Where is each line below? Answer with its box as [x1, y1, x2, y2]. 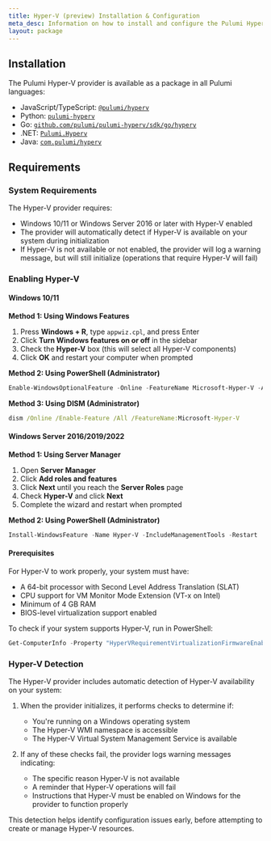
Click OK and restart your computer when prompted [19, 353, 194, 362]
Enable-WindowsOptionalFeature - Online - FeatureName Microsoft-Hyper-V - [8, 384, 262, 392]
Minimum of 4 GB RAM [19, 599, 97, 609]
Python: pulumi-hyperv [19, 111, 95, 121]
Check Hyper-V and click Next [19, 491, 123, 501]
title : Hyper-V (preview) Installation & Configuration [8, 11, 200, 20]
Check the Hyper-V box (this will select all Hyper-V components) [19, 344, 236, 353]
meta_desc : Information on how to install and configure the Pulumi [8, 19, 244, 27]
